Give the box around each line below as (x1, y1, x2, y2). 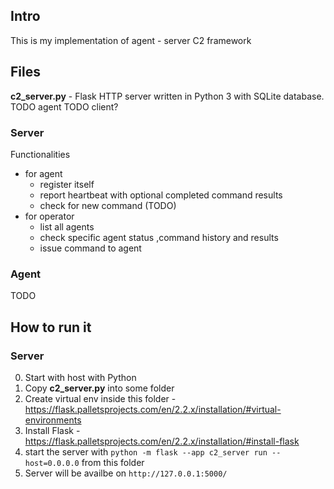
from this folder (81, 456, 145, 468)
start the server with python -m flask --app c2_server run (24, 445, 268, 458)
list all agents (39, 220, 95, 233)
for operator (24, 210, 75, 222)
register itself (39, 178, 95, 190)
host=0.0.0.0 (24, 458, 80, 468)
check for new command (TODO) (39, 199, 177, 211)
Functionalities (10, 148, 71, 160)
